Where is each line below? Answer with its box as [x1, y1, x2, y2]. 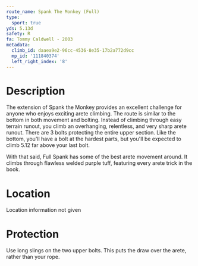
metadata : [6, 42, 31, 48]
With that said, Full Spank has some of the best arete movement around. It [6, 153, 188, 161]
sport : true [11, 20, 42, 26]
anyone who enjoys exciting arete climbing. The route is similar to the [6, 110, 176, 117]
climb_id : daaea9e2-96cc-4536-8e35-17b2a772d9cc [11, 48, 134, 54]
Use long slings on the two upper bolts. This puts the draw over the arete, [6, 247, 187, 254]
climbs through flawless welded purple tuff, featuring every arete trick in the [6, 159, 193, 167]
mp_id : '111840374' [11, 53, 60, 59]
